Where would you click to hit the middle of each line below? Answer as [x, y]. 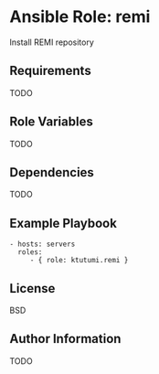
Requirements [50, 71]
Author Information [65, 339]
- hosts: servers [42, 244]
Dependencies [52, 172]
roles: [30, 252]
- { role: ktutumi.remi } [79, 261]
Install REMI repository [52, 42]
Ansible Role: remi [80, 17]
